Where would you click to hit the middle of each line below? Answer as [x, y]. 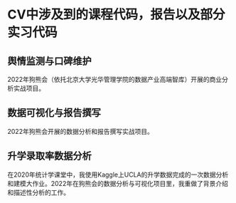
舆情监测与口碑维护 [49, 61]
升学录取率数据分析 [49, 156]
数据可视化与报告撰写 [54, 113]
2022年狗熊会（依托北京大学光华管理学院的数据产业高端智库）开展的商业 [115, 79]
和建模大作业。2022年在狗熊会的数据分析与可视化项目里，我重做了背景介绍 [118, 183]
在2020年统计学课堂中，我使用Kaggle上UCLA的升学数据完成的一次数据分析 [118, 175]
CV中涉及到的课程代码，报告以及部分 [116, 15]
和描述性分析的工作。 [38, 192]
